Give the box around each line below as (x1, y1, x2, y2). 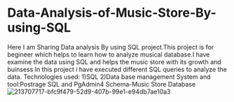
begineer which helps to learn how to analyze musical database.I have (7, 50, 210, 59)
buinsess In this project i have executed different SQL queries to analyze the (7, 65, 228, 73)
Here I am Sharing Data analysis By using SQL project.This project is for (7, 43, 214, 51)
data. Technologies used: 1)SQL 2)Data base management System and (7, 72, 212, 81)
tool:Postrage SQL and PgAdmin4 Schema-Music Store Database (7, 80, 196, 88)
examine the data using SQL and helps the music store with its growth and (7, 57, 222, 66)
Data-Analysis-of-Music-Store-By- (7, 5, 217, 21)
